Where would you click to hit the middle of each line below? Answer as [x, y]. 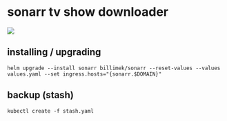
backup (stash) [40, 95]
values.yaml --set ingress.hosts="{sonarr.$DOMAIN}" [85, 74]
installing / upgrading [54, 52]
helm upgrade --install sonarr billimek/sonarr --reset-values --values [114, 68]
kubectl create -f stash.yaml [51, 111]
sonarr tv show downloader [88, 12]
